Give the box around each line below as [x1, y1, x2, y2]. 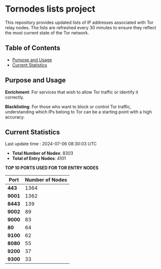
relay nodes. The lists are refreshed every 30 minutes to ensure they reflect [5, 24, 157, 30]
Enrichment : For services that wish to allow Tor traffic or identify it [5, 89, 139, 95]
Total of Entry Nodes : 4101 [12, 156, 66, 161]
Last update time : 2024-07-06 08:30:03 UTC [5, 141, 97, 147]
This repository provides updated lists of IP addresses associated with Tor [5, 19, 154, 25]
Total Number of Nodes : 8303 [12, 150, 73, 156]
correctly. [5, 94, 24, 100]
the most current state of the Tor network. [5, 30, 89, 36]
